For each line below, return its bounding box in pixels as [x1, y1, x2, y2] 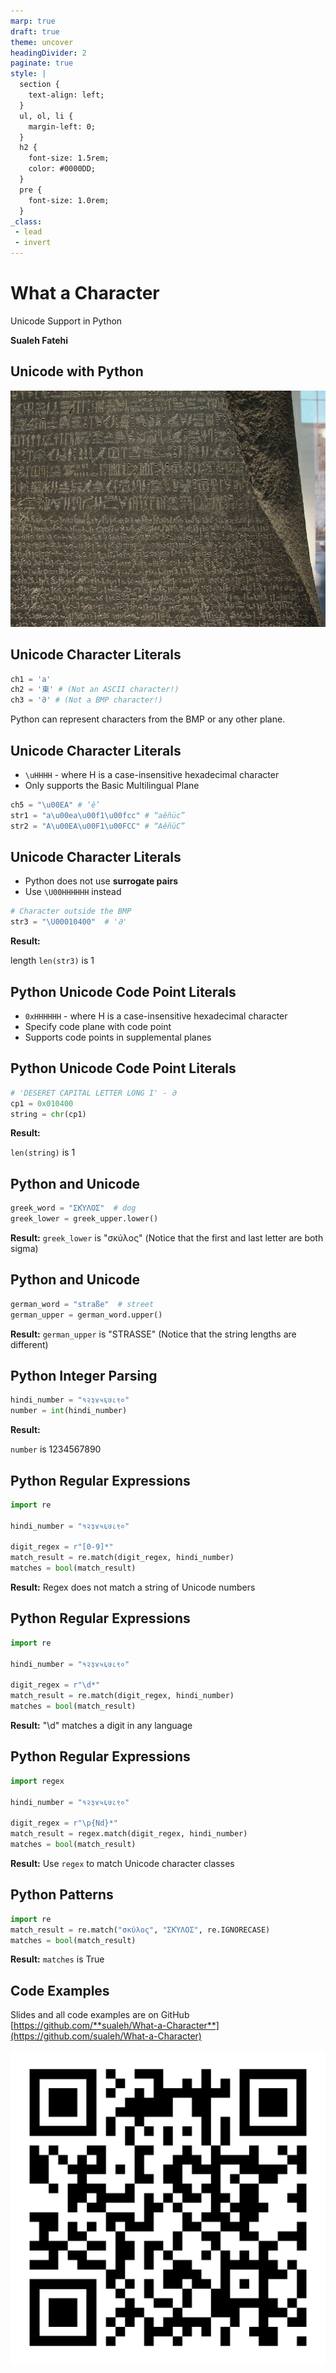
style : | [10, 69, 47, 79]
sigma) [10, 1243, 39, 1254]
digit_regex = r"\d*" [10, 1680, 101, 1690]
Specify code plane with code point [24, 1021, 172, 1032]
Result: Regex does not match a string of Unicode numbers [10, 1581, 256, 1594]
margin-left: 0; [28, 121, 97, 132]
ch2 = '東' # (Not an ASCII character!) [10, 685, 180, 695]
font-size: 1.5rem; [28, 153, 110, 164]
